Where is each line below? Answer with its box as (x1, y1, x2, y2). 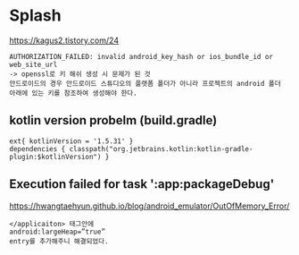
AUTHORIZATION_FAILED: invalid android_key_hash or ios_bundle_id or (9, 52, 274, 61)
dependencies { (9, 144, 66, 153)
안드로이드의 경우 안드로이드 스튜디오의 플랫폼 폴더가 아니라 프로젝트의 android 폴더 (9, 79, 281, 88)
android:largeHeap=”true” (9, 227, 105, 236)
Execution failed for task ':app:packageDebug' (9, 176, 275, 192)
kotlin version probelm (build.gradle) (9, 113, 218, 128)
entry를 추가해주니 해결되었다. (9, 236, 109, 246)
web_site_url (9, 60, 58, 69)
